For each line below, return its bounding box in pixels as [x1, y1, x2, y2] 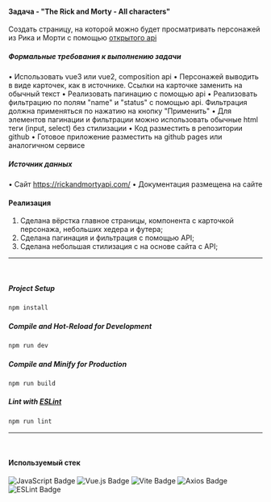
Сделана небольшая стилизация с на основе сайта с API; [19, 242, 219, 251]
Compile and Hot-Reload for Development [8, 321, 152, 331]
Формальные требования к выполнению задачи [8, 51, 181, 61]
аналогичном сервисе [8, 141, 85, 150]
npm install [8, 304, 48, 312]
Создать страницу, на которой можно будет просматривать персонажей [8, 24, 261, 34]
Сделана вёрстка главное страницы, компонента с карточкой [19, 216, 234, 226]
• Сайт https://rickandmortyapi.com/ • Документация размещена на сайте [8, 179, 263, 189]
